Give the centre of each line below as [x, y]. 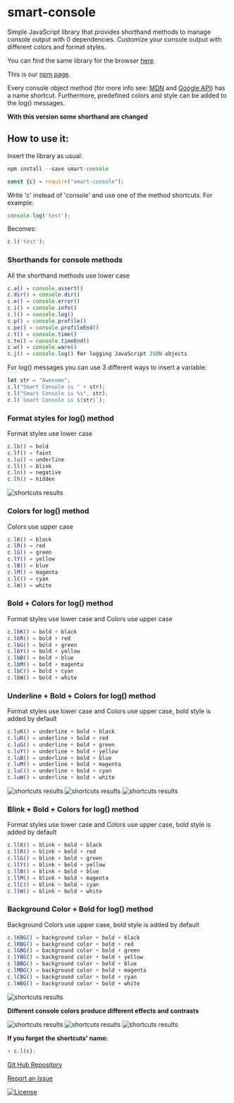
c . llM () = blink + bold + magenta [58, 878]
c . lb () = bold [28, 446]
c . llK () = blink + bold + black [55, 845]
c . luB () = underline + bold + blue [60, 758]
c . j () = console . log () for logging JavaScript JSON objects [98, 354]
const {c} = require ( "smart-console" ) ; [66, 181]
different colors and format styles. [57, 47]
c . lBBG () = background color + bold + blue [72, 964]
